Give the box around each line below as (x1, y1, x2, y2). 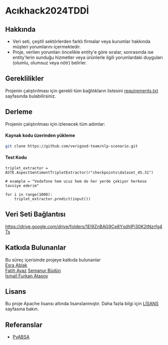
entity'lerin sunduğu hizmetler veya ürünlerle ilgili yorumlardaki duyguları (12, 54, 163, 60)
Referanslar (5, 320, 43, 329)
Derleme (5, 108, 33, 116)
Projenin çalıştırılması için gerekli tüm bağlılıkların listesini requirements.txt (5, 88, 158, 94)
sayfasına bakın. (5, 306, 39, 312)
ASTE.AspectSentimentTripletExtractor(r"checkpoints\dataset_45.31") (5, 170, 154, 175)
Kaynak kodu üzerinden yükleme (5, 132, 75, 138)
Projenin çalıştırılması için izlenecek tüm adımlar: (5, 121, 105, 127)
